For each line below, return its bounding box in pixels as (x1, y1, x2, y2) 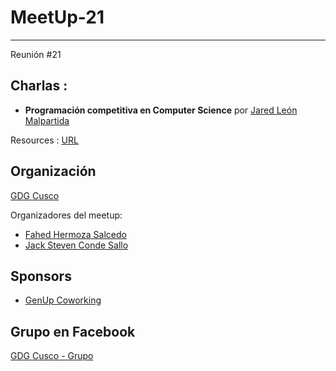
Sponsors (10, 267, 72, 285)
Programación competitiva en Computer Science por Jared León (24, 104, 298, 116)
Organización (10, 163, 97, 180)
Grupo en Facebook (10, 323, 136, 340)
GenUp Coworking (24, 294, 102, 306)
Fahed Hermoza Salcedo (24, 228, 127, 240)
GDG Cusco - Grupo (10, 350, 94, 362)
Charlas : (10, 77, 68, 95)
